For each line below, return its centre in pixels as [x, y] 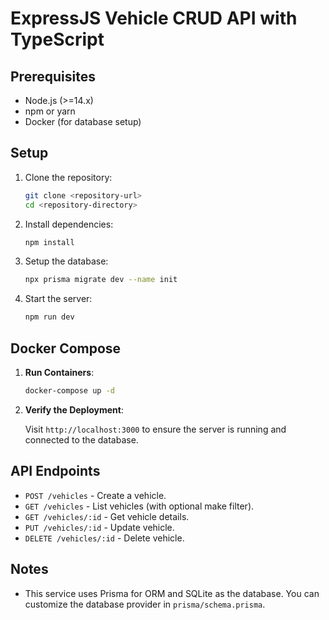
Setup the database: [66, 261]
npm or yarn [50, 111]
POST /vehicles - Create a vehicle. [95, 495]
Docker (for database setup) [83, 121]
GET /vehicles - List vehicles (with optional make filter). [139, 506]
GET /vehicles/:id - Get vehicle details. [107, 516]
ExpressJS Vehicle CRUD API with [154, 18]
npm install [49, 242]
